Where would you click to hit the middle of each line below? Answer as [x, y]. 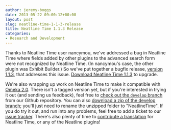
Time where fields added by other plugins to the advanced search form [80, 58]
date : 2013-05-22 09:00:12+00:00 [41, 15]
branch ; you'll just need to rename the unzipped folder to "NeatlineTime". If [84, 106]
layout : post [19, 19]
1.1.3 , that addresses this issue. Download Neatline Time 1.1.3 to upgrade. [82, 74]
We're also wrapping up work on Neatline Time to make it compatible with [83, 84]
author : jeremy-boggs [28, 10]
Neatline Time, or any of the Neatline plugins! [53, 122]
